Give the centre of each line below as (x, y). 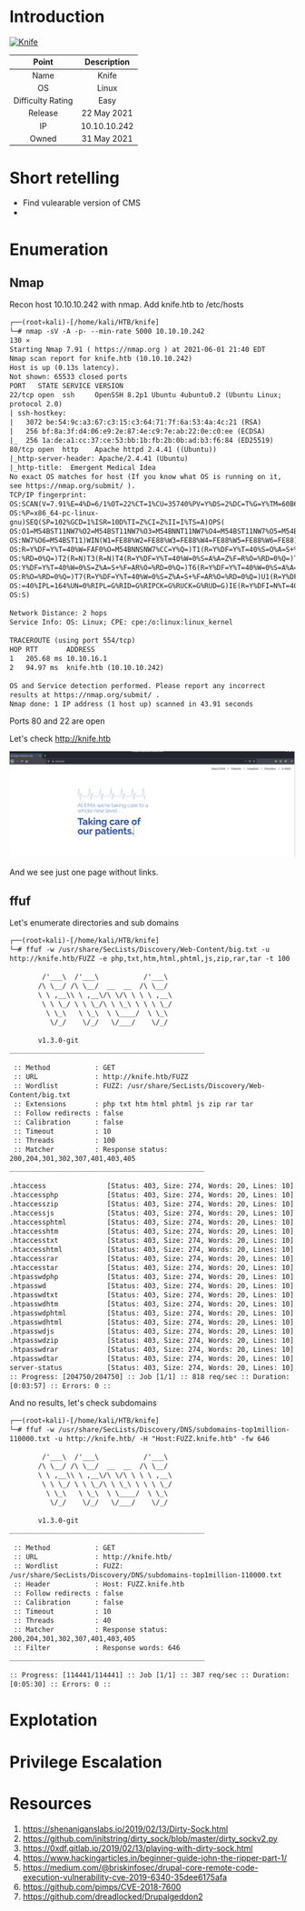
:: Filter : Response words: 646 (97, 1648)
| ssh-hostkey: (38, 414)
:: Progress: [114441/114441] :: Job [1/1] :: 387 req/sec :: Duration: (150, 1676)
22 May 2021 (107, 113)
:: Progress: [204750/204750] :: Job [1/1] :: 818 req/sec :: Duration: (150, 1377)
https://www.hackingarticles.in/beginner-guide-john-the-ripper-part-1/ (155, 1857)
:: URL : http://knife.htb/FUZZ (101, 1077)
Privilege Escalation (86, 1762)
